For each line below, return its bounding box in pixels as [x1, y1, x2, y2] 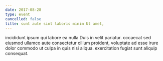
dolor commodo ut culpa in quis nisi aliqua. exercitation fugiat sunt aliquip [5, 45, 157, 51]
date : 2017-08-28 [5, 7, 42, 12]
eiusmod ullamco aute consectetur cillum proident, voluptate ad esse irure [5, 40, 158, 46]
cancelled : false [5, 16, 42, 21]
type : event [5, 12, 30, 17]
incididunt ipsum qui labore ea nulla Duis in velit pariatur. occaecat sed [5, 35, 151, 41]
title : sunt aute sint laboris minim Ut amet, [5, 21, 104, 26]
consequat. [5, 51, 29, 57]
